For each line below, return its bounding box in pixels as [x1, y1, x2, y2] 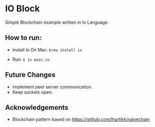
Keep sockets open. [12, 89, 53, 95]
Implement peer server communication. [12, 84, 93, 89]
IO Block [5, 3, 40, 14]
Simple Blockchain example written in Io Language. [5, 19, 109, 25]
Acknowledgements [5, 103, 69, 112]
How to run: [5, 34, 42, 42]
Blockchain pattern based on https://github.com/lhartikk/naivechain [12, 117, 150, 123]
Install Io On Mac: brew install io [12, 46, 82, 52]
